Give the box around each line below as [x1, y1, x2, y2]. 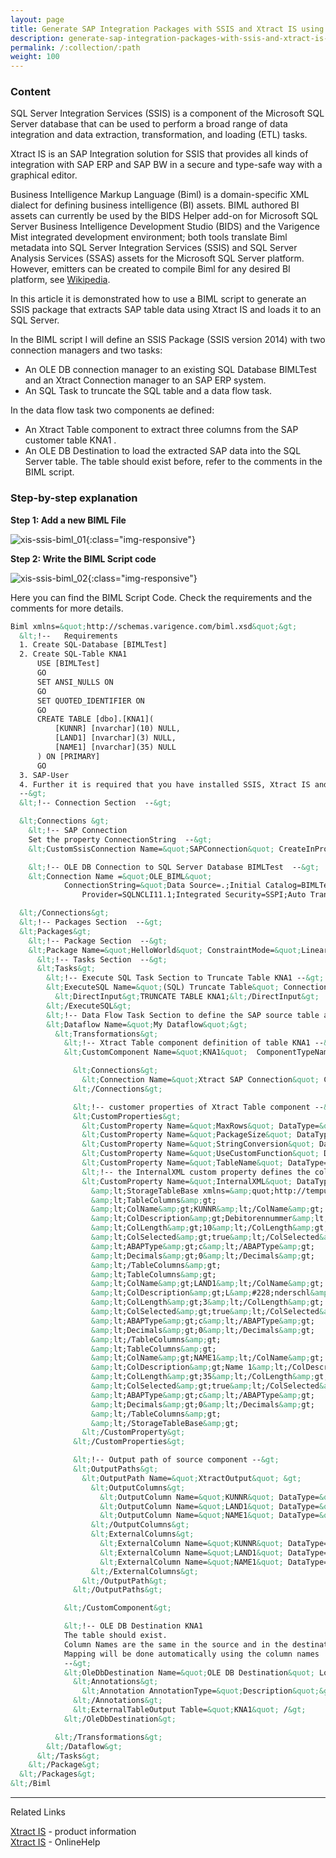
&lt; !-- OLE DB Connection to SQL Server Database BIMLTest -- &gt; [28, 862, 320, 872]
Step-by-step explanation [10, 491, 138, 505]
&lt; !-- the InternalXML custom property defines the [81, 1167, 311, 1177]
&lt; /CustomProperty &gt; [81, 1427, 186, 1438]
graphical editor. [10, 169, 78, 181]
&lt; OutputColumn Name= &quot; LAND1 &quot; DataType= [99, 1501, 320, 1511]
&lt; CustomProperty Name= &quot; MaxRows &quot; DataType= [81, 1121, 320, 1131]
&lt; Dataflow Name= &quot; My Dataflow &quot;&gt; [46, 1019, 248, 1030]
